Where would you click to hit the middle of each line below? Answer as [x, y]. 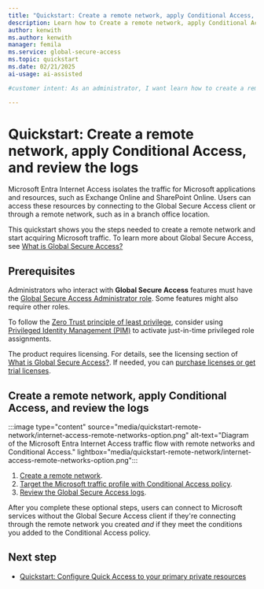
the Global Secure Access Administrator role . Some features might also [123, 298]
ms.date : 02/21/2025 [42, 67]
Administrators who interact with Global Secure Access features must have [130, 290]
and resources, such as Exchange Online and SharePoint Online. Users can [130, 198]
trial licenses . [29, 371]
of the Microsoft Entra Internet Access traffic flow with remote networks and [132, 444]
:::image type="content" [47, 427]
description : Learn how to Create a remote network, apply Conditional [128, 23]
